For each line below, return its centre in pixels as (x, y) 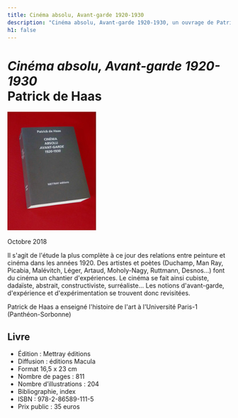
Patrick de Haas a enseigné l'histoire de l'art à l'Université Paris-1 (103, 307)
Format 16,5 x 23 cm (47, 369)
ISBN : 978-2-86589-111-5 (56, 399)
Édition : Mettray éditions (54, 354)
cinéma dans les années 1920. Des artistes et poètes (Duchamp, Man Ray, (115, 263)
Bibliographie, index (46, 392)
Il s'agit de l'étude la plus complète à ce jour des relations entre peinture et (116, 255)
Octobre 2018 (27, 242)
